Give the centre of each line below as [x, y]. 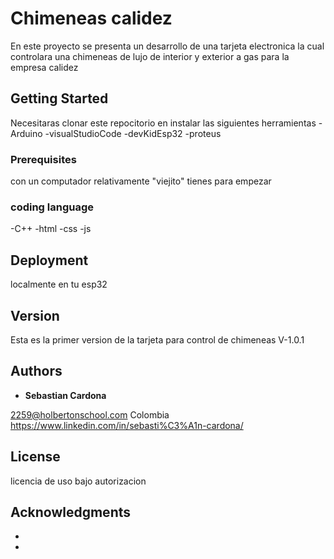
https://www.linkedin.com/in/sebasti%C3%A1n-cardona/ [127, 425]
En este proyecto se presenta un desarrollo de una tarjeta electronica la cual [167, 46]
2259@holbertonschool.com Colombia [90, 414]
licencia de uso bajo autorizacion [78, 481]
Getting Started [59, 98]
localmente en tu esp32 [59, 284]
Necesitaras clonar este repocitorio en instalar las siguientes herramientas [163, 123]
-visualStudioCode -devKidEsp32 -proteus [133, 133]
